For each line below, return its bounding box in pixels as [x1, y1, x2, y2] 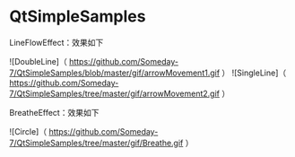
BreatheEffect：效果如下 [9, 107, 100, 118]
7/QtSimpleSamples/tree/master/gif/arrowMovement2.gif [9, 88, 220, 99]
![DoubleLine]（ [9, 56, 67, 66]
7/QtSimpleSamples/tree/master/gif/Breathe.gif [9, 137, 184, 148]
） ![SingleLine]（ [221, 67, 287, 78]
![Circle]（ [9, 126, 48, 136]
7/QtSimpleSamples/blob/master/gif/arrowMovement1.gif [9, 67, 221, 78]
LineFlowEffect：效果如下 [9, 37, 104, 48]
